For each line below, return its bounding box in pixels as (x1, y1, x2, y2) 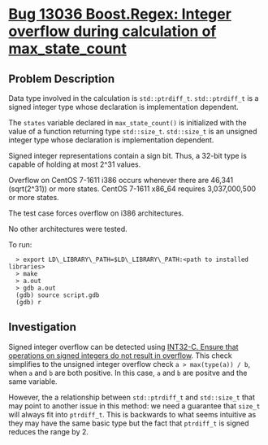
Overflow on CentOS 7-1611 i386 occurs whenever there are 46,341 (8, 176, 234, 185)
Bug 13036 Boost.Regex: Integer (8, 5, 231, 24)
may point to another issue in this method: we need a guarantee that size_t (8, 400, 261, 411)
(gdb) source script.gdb (15, 291, 100, 299)
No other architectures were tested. (8, 225, 128, 233)
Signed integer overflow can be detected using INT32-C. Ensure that (8, 342, 239, 351)
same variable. (8, 376, 58, 386)
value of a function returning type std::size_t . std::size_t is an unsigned (8, 127, 257, 136)
